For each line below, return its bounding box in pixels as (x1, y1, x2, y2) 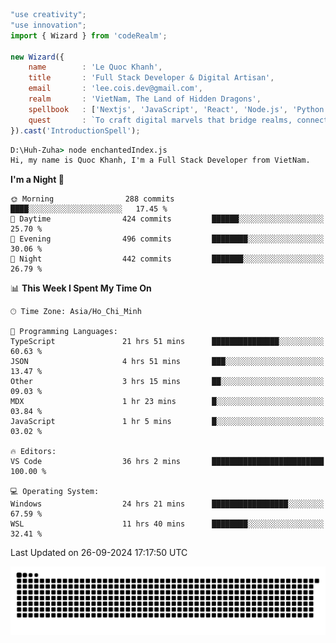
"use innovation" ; (10, 20, 87, 30)
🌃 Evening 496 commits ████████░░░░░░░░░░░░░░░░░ (10, 234, 325, 244)
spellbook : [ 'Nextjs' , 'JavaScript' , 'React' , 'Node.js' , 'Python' (28, 104, 329, 114)
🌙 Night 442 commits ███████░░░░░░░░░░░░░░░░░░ (10, 254, 325, 264)
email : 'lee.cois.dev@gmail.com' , (28, 84, 203, 94)
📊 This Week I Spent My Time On (10, 282, 152, 294)
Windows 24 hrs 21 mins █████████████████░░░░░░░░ (10, 499, 325, 509)
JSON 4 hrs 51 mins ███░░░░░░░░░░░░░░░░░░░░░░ (10, 357, 325, 367)
